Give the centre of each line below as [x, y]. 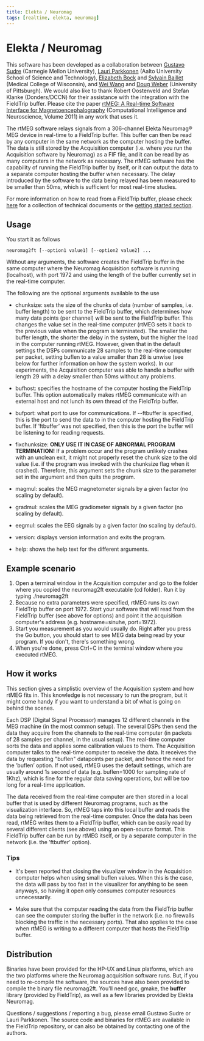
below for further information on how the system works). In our [94, 364]
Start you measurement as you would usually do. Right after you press [103, 629]
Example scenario [41, 568]
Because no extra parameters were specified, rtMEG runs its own [97, 603]
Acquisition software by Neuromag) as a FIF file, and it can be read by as [98, 155]
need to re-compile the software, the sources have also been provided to [98, 982]
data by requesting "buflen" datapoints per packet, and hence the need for [100, 759]
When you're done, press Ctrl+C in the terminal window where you [99, 648]
